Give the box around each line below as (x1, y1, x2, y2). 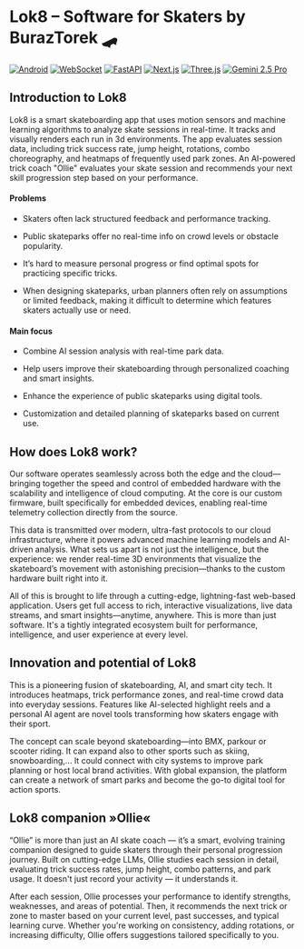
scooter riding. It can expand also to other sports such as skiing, (9, 745, 250, 756)
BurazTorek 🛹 (9, 27, 118, 48)
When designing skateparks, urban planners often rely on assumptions (22, 285, 288, 296)
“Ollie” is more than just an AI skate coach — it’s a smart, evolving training (9, 834, 286, 845)
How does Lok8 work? (9, 444, 138, 460)
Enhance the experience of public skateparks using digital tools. (22, 391, 263, 402)
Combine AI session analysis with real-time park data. (22, 345, 224, 356)
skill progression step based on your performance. (9, 172, 199, 183)
